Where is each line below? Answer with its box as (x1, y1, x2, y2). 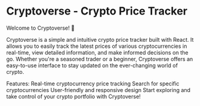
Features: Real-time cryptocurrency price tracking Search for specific (6, 80, 179, 87)
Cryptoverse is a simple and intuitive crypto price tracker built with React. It (6, 36, 194, 43)
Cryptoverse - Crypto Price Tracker (6, 4, 188, 18)
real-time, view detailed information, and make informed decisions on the (6, 48, 189, 56)
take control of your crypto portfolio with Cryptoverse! (6, 93, 141, 100)
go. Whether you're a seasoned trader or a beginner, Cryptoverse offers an (6, 55, 193, 62)
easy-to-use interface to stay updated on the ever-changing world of (6, 62, 178, 69)
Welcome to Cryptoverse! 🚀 (6, 24, 75, 31)
